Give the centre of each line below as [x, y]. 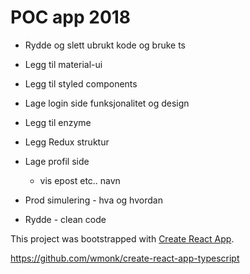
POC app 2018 [71, 17]
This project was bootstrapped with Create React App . [122, 238]
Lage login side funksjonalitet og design [107, 103]
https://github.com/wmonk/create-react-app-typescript [125, 258]
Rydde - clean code [65, 219]
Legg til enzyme [58, 122]
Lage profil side [57, 161]
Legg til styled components [81, 83]
